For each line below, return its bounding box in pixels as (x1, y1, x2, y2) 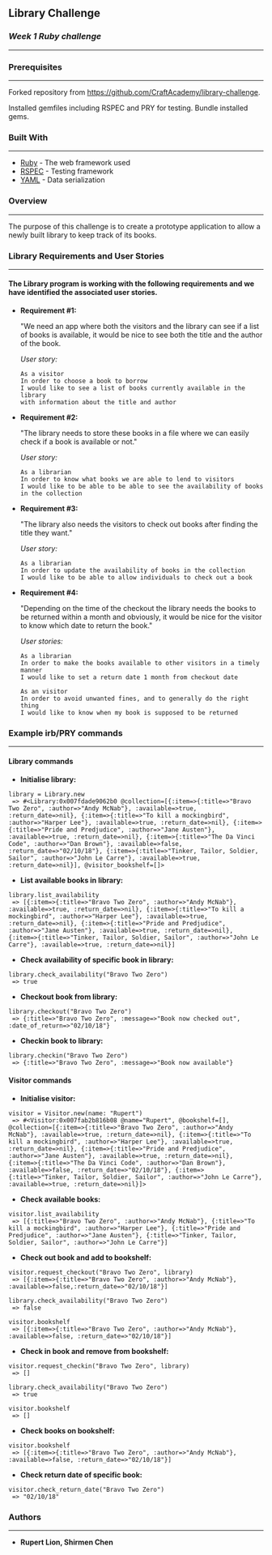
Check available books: (19, 1194, 101, 1204)
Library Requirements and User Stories (8, 250, 164, 262)
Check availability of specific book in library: (19, 955, 174, 964)
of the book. (19, 339, 62, 348)
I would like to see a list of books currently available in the (19, 384, 245, 392)
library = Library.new (8, 790, 85, 798)
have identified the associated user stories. (8, 288, 158, 297)
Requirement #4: (19, 587, 79, 598)
